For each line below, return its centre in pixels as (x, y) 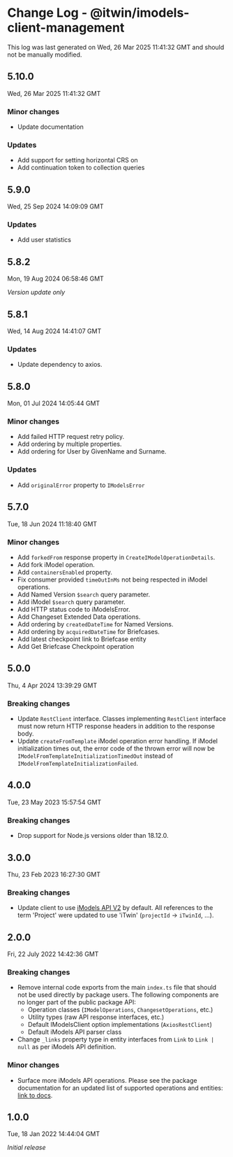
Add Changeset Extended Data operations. (79, 617)
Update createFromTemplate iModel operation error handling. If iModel (118, 741)
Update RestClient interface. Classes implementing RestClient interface (122, 718)
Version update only (36, 293)
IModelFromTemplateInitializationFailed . (77, 763)
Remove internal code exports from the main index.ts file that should (117, 988)
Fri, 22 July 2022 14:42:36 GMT (53, 954)
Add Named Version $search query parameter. (84, 594)
